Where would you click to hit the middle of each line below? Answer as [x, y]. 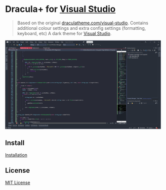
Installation [16, 155]
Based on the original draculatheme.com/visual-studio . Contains [83, 23]
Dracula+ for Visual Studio [61, 9]
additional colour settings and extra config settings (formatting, [82, 28]
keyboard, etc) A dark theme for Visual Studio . [64, 33]
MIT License [18, 183]
